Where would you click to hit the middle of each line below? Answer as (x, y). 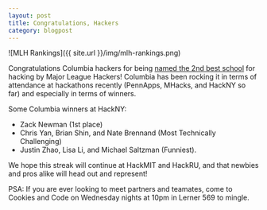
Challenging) (41, 142)
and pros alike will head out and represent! (78, 174)
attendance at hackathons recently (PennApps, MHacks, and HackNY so (127, 85)
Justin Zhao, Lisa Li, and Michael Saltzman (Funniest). (108, 150)
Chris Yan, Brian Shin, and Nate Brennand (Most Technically (118, 133)
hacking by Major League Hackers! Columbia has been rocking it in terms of (133, 77)
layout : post (30, 16)
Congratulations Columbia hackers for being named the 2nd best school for (132, 68)
